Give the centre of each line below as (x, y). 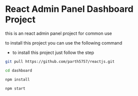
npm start (15, 88)
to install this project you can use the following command (64, 43)
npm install (17, 79)
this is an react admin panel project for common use (59, 33)
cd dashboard (19, 70)
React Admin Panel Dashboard (69, 9)
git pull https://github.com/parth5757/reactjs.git (60, 61)
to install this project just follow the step (53, 52)
